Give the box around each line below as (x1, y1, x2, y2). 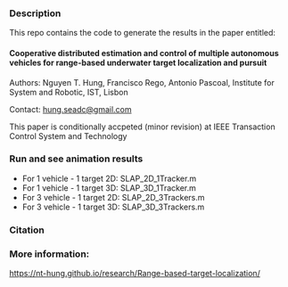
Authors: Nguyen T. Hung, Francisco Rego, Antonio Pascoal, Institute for (9, 77, 275, 87)
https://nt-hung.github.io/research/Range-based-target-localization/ (9, 268, 260, 279)
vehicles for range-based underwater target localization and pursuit (9, 57, 267, 68)
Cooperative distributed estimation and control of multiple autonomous (9, 47, 279, 58)
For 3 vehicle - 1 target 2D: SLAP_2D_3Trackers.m (21, 192, 205, 202)
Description (9, 7, 62, 20)
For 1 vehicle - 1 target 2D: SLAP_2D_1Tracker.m (21, 173, 197, 184)
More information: (9, 248, 90, 260)
